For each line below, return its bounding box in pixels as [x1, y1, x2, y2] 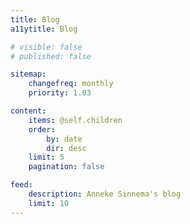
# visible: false [10, 42, 83, 52]
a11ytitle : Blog [10, 24, 78, 34]
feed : [10, 180, 33, 190]
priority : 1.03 [28, 88, 92, 98]
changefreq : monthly [28, 79, 114, 89]
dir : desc [46, 143, 87, 153]
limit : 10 [28, 198, 70, 208]
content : [10, 106, 47, 116]
